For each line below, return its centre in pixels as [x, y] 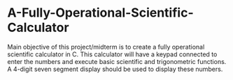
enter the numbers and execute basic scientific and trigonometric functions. [117, 61]
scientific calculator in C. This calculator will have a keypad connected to [112, 54]
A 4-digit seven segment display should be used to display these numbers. [115, 69]
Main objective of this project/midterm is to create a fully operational [106, 47]
